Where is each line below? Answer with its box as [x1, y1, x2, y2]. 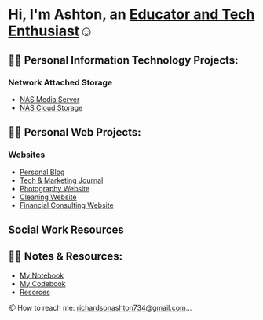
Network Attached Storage [8, 77, 113, 88]
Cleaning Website [19, 192, 77, 202]
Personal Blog [19, 167, 65, 176]
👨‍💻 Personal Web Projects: [8, 125, 141, 139]
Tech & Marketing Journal [19, 175, 104, 185]
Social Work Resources [8, 223, 124, 236]
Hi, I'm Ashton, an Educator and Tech [8, 5, 255, 24]
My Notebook [19, 271, 64, 280]
